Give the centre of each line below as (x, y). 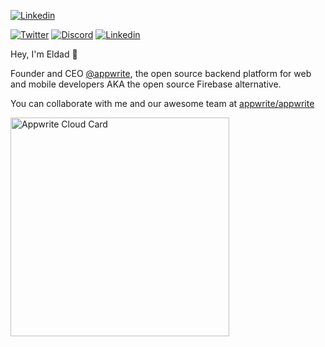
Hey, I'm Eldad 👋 (44, 54)
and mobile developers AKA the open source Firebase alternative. (146, 84)
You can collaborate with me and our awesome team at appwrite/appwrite (162, 103)
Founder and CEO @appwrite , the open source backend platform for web (161, 73)
